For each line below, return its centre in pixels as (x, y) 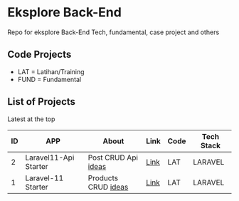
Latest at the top (31, 119)
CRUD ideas (108, 187)
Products (103, 177)
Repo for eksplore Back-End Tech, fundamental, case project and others (113, 32)
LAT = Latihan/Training (51, 71)
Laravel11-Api (50, 158)
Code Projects (39, 55)
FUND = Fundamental (49, 79)
